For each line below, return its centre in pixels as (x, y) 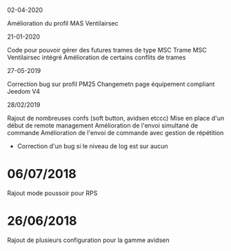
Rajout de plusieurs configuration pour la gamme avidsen (88, 240)
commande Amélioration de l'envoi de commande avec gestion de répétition (115, 133)
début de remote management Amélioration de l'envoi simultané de (103, 125)
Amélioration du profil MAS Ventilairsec (63, 23)
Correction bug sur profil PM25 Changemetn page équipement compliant (111, 84)
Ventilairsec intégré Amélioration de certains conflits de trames (97, 57)
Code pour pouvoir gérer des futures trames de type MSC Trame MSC (107, 50)
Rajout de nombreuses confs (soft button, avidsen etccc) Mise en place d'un (116, 118)
